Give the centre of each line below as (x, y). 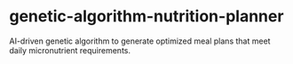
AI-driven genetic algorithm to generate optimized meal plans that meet (140, 41)
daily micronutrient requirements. (70, 50)
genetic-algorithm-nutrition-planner (146, 16)
